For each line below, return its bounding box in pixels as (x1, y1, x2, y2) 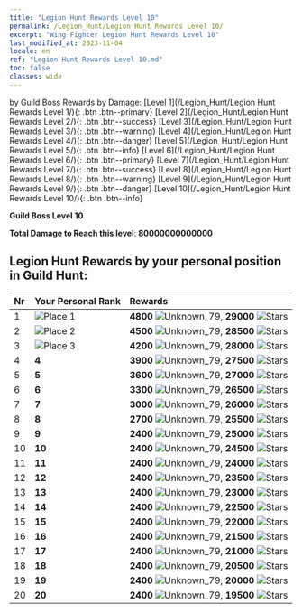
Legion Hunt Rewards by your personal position (9, 254, 282, 269)
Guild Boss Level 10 (9, 209, 84, 221)
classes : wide (9, 72, 63, 81)
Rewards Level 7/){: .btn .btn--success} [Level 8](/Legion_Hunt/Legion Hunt (9, 163, 292, 174)
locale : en (9, 47, 50, 56)
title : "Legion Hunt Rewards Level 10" (9, 13, 160, 23)
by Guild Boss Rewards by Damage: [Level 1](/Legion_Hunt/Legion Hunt (9, 97, 276, 107)
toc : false (9, 64, 50, 73)
